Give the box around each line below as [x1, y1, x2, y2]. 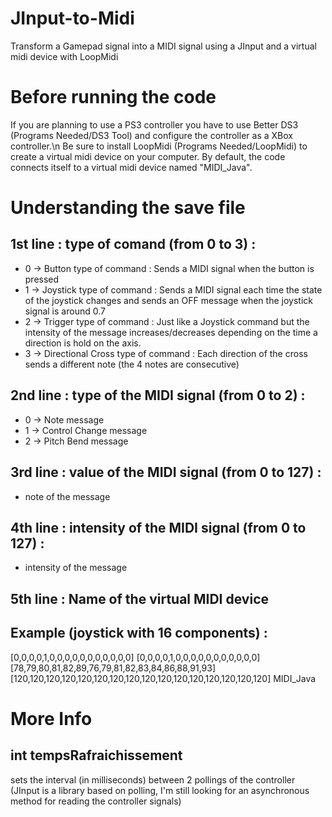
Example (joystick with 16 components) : [10, 625, 268, 642]
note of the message [24, 490, 111, 502]
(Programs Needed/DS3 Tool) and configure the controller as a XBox [10, 129, 293, 141]
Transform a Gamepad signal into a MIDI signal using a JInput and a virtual [10, 40, 317, 52]
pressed [24, 273, 60, 285]
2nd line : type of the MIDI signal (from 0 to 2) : [10, 387, 306, 404]
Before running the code [10, 86, 217, 109]
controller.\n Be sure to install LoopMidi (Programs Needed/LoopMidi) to [10, 140, 308, 152]
